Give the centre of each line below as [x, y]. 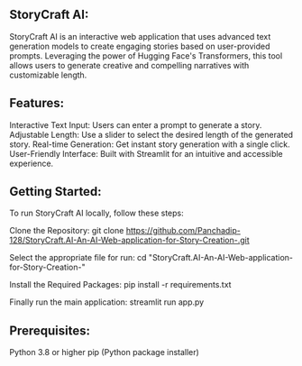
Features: [37, 103]
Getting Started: [55, 192]
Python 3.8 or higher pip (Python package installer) [105, 352]
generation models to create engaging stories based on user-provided [140, 46]
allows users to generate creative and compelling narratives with [129, 65]
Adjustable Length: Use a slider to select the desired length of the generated [151, 134]
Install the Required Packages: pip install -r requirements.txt [120, 285]
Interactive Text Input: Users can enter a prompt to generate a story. [136, 124]
